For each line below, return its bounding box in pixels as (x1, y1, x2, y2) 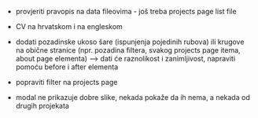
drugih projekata (15, 101, 69, 110)
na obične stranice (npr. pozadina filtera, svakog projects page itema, (15, 46, 241, 54)
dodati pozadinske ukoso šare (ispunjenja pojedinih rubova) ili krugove (15, 37, 245, 46)
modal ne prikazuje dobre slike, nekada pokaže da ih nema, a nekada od (15, 93, 250, 101)
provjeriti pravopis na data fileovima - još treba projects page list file (15, 7, 238, 16)
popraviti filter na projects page (15, 78, 118, 87)
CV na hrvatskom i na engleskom (15, 22, 123, 31)
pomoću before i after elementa (15, 62, 119, 72)
